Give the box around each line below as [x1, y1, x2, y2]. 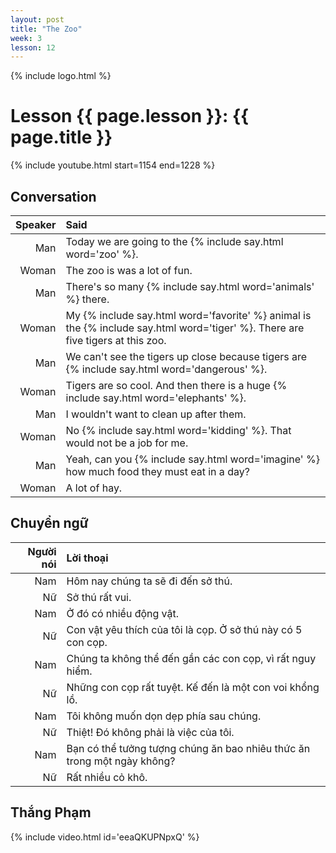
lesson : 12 [10, 42, 56, 53]
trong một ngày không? [66, 754, 176, 768]
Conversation [10, 188, 97, 205]
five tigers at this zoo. [65, 334, 167, 347]
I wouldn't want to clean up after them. [65, 407, 247, 421]
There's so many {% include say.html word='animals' [65, 280, 315, 293]
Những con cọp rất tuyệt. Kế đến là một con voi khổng [66, 680, 320, 694]
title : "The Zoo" [10, 24, 83, 34]
